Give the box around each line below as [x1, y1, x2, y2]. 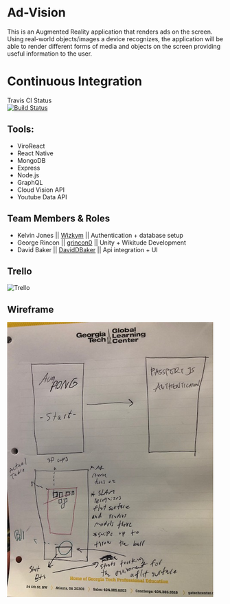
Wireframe [7, 304, 54, 315]
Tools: [7, 124, 34, 135]
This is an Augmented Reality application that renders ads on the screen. [7, 27, 213, 36]
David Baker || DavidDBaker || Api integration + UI [16, 245, 158, 254]
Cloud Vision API [16, 186, 65, 194]
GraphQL [16, 178, 43, 186]
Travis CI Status [7, 96, 52, 104]
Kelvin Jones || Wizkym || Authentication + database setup [16, 231, 184, 239]
